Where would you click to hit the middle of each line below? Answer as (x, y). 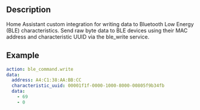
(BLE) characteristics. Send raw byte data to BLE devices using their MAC (97, 30)
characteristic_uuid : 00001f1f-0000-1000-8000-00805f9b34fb (88, 86)
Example (23, 56)
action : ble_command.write (40, 69)
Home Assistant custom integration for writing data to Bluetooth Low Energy (100, 24)
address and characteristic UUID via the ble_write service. (78, 37)
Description (28, 10)
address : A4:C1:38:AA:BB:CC (47, 80)
